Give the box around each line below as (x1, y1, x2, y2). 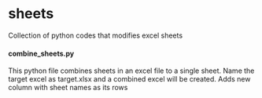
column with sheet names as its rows (8, 83, 128, 93)
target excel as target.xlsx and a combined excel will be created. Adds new (8, 74, 251, 84)
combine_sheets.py (8, 49, 75, 58)
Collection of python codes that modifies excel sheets (8, 31, 183, 40)
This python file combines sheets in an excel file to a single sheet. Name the (8, 66, 255, 75)
